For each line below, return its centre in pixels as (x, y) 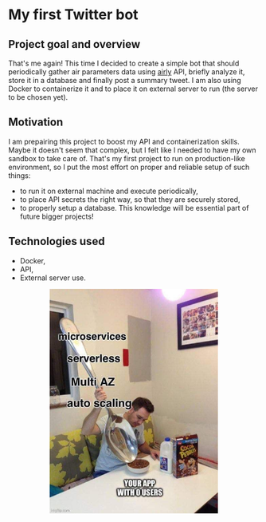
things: (20, 175)
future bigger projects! (57, 216)
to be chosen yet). (38, 97)
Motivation (36, 123)
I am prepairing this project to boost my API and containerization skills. (124, 141)
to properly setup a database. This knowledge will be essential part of (134, 208)
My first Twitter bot (73, 15)
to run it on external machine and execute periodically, (109, 191)
